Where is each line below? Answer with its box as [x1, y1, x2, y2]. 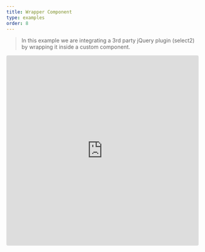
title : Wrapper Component [6, 9, 72, 15]
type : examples [6, 15, 45, 21]
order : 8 [6, 20, 29, 26]
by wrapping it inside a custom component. [21, 43, 131, 51]
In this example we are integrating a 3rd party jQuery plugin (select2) [21, 37, 195, 44]
